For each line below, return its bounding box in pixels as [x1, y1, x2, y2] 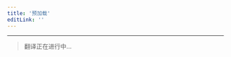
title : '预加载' [7, 9, 51, 17]
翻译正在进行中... [23, 42, 72, 50]
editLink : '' [7, 16, 45, 23]
